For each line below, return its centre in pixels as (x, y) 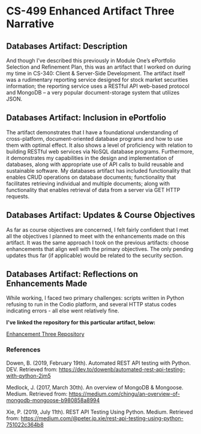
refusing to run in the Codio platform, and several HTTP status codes (91, 305)
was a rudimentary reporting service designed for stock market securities (97, 80)
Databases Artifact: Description (67, 46)
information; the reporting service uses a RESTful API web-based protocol (98, 86)
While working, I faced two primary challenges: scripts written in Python (95, 298)
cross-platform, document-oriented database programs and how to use (94, 138)
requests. (18, 196)
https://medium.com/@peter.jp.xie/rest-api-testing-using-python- (102, 418)
